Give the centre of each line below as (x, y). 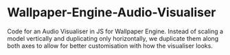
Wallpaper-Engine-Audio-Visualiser (112, 13)
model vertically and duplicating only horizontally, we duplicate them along (113, 38)
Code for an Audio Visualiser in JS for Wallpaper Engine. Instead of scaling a (115, 31)
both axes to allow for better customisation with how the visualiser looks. (110, 45)
